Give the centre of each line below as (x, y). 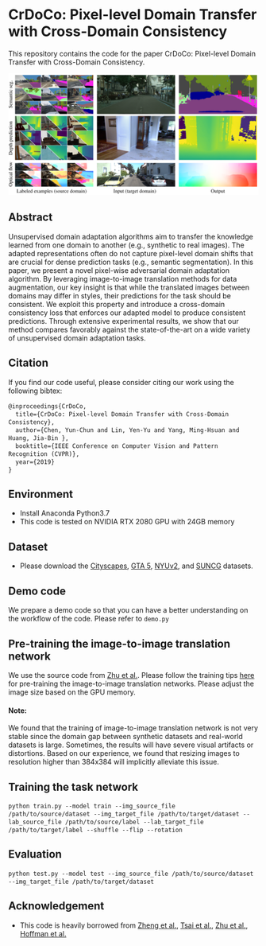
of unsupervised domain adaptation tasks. (77, 338)
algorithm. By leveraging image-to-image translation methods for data (123, 278)
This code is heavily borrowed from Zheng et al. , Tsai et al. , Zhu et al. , (134, 925)
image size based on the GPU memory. (72, 692)
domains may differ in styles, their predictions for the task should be (120, 295)
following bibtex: (35, 391)
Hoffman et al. (43, 933)
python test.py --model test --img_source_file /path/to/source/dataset (131, 874)
